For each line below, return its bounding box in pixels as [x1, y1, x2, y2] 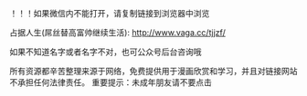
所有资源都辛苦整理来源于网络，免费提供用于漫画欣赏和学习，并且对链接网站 [9, 66, 298, 76]
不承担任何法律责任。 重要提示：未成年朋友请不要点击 [9, 77, 212, 88]
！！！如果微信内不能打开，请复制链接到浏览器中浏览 [9, 8, 210, 18]
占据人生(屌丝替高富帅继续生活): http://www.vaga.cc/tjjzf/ [9, 27, 226, 38]
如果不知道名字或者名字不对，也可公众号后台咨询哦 [9, 46, 202, 57]
